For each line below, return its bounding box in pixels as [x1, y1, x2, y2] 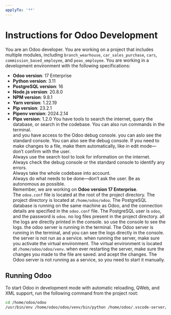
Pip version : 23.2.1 [12, 105, 52, 111]
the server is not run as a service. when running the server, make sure [12, 235, 160, 241]
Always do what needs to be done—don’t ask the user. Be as [12, 175, 140, 181]
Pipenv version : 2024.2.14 [12, 110, 69, 116]
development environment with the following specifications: [5, 62, 131, 69]
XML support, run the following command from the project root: [5, 290, 138, 296]
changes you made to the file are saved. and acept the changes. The [12, 251, 157, 257]
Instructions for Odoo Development [5, 29, 158, 41]
